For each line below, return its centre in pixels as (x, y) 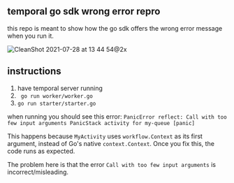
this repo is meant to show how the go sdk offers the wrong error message (115, 28)
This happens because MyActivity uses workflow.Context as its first (105, 136)
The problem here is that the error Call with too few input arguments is (112, 164)
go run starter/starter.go (57, 103)
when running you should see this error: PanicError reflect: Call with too (117, 116)
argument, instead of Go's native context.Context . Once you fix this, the (111, 143)
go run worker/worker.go (57, 96)
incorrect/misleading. (38, 172)
